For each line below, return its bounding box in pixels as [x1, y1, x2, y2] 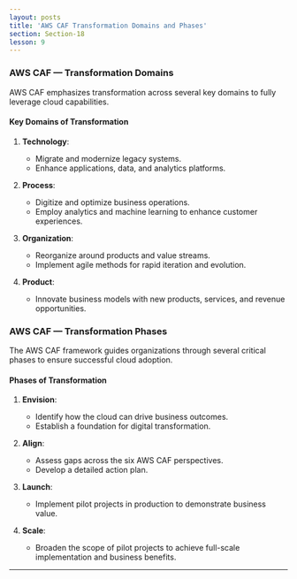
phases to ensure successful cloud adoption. [9, 354, 173, 365]
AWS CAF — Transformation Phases [9, 324, 168, 337]
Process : [21, 179, 56, 190]
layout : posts [9, 12, 62, 22]
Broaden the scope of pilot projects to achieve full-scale [34, 543, 240, 553]
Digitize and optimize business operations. [34, 196, 190, 208]
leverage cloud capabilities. [9, 96, 110, 107]
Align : [21, 438, 45, 449]
